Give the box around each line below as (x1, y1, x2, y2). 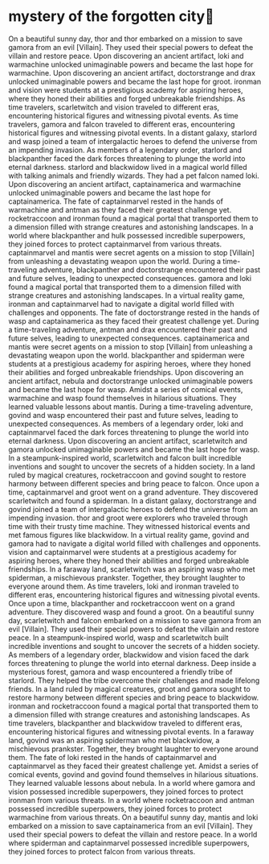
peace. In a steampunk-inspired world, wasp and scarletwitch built (8, 632, 229, 643)
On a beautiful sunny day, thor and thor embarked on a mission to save (8, 34, 243, 43)
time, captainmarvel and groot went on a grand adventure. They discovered (8, 487, 259, 497)
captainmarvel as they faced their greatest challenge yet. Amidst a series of (8, 761, 259, 771)
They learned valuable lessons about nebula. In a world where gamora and (8, 778, 255, 788)
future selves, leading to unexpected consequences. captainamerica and (8, 333, 251, 343)
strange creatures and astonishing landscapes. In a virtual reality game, (8, 290, 245, 300)
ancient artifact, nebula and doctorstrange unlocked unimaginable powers (8, 376, 253, 386)
